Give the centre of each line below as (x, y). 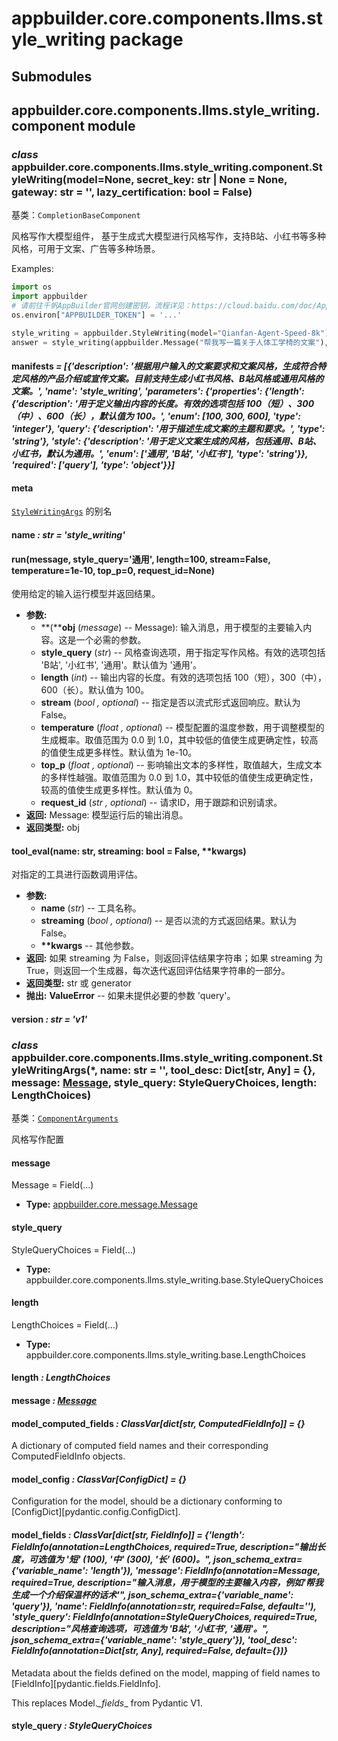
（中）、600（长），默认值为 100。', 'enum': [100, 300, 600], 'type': (156, 416)
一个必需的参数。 (111, 640)
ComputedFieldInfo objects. (68, 1456)
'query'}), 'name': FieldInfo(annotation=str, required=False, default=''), (164, 1606)
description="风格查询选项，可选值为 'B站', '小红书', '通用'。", (140, 1628)
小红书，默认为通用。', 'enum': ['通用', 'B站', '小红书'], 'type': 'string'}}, (160, 454)
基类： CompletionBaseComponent (76, 215)
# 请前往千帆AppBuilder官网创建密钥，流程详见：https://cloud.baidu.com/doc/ (164, 306)
